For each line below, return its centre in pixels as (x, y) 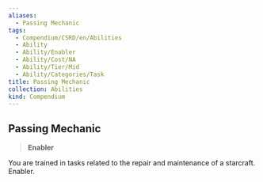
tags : (17, 30)
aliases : (23, 15)
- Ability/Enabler (46, 52)
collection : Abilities (46, 89)
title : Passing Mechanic (49, 82)
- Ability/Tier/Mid (48, 67)
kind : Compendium (37, 97)
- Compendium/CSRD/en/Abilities (69, 38)
